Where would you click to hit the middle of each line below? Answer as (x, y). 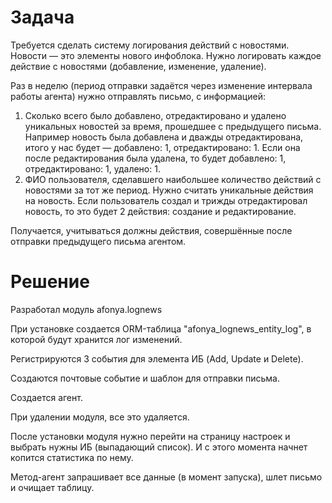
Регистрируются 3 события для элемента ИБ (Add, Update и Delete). (157, 358)
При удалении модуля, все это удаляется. (100, 417)
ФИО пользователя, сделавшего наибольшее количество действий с (173, 179)
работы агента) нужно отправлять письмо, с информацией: (138, 96)
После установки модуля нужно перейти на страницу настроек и (150, 436)
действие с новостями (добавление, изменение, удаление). (138, 66)
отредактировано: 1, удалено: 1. (92, 168)
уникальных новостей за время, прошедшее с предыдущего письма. (173, 126)
